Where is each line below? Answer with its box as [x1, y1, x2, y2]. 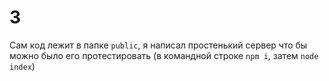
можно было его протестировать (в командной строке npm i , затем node [9, 49, 319, 61]
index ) [9, 60, 36, 72]
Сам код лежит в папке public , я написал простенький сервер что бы [9, 39, 308, 51]
